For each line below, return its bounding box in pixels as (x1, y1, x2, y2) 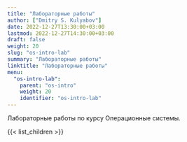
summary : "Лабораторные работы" (7, 56, 102, 63)
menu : (7, 69, 23, 76)
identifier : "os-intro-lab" (20, 95, 102, 102)
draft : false (7, 36, 46, 43)
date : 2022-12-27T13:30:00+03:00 (7, 23, 105, 30)
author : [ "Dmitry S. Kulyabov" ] (7, 17, 102, 24)
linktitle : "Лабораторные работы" (7, 62, 109, 69)
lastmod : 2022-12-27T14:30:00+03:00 (7, 29, 114, 37)
